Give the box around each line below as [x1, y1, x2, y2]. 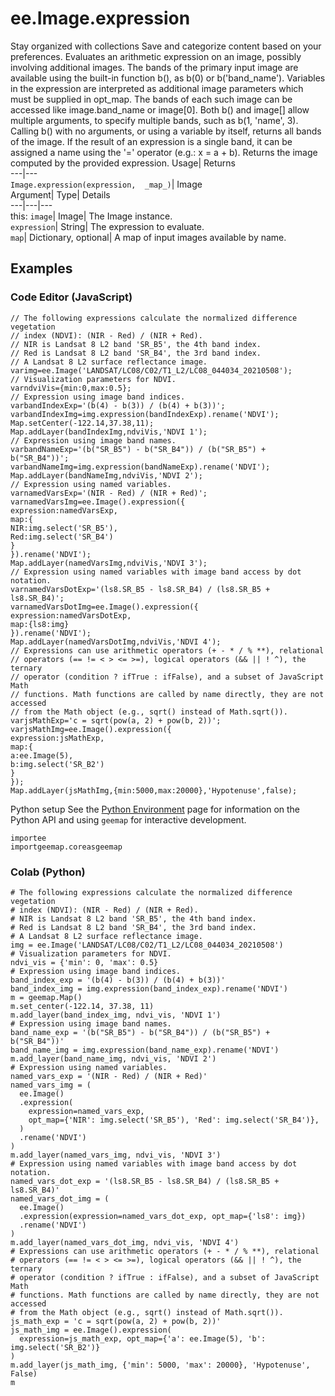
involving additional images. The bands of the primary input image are [10, 61, 299, 73]
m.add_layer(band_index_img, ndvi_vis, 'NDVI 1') [10, 1010, 222, 1020]
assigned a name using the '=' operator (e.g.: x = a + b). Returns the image [10, 146, 318, 158]
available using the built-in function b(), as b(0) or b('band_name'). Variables [10, 72, 326, 84]
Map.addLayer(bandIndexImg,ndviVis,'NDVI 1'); [10, 427, 208, 437]
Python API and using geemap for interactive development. [10, 813, 247, 826]
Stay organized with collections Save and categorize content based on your [10, 40, 322, 52]
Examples [10, 260, 73, 277]
